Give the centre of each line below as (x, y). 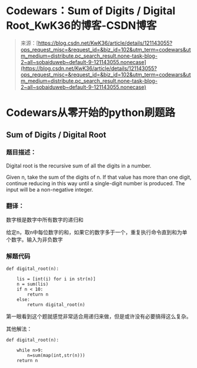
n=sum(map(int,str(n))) (56, 356)
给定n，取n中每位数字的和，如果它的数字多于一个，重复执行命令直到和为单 (97, 232)
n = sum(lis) (33, 285)
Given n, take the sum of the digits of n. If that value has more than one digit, (99, 177)
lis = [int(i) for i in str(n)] (56, 279)
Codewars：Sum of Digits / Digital (91, 11)
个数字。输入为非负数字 (34, 240)
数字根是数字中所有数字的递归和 (45, 220)
